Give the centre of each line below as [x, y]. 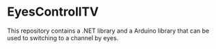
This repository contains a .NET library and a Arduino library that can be [108, 31]
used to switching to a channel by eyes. [63, 37]
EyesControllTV [53, 12]
